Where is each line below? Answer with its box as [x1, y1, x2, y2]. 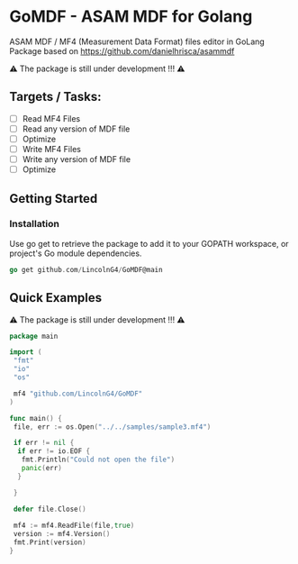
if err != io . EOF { [17, 447, 91, 456]
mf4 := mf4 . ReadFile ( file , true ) [13, 521, 135, 531]
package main [9, 332, 59, 341]
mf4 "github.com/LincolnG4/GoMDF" [13, 389, 143, 398]
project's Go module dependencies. [9, 248, 142, 259]
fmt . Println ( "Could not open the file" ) [21, 455, 176, 465]
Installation [9, 218, 60, 231]
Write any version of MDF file [22, 154, 131, 164]
